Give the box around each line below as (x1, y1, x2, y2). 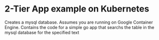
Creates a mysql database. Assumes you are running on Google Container (4, 19, 153, 25)
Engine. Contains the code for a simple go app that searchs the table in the (4, 24, 155, 30)
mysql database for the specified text (4, 29, 80, 35)
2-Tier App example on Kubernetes (4, 3, 149, 14)
